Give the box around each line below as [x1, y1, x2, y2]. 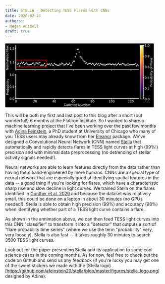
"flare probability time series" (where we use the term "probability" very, [5, 226, 153, 233]
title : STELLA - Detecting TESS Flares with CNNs [5, 8, 110, 13]
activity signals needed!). [5, 154, 57, 161]
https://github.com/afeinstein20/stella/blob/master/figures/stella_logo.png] [6, 268, 160, 274]
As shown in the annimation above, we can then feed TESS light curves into [5, 216, 160, 222]
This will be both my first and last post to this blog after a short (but [5, 112, 143, 119]
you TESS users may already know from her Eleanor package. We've [5, 134, 146, 140]
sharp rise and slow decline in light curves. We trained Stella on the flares [5, 185, 155, 191]
